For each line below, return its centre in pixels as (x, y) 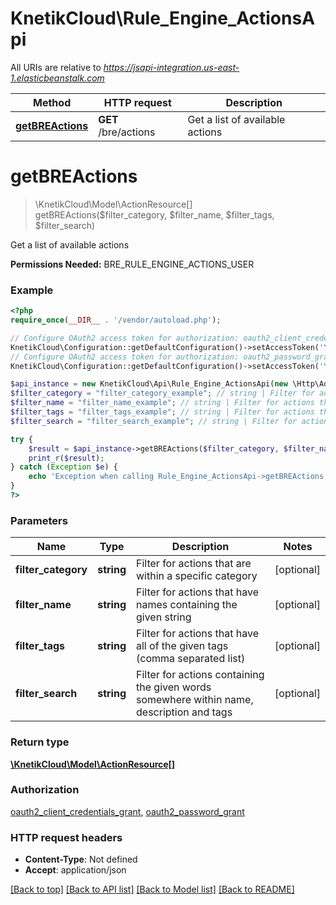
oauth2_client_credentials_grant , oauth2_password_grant (127, 811)
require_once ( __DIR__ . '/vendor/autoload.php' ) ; (116, 320)
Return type (40, 742)
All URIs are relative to (56, 67)
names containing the (187, 605)
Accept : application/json (75, 870)
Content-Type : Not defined (81, 859)
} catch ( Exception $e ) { (64, 467)
